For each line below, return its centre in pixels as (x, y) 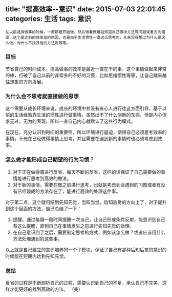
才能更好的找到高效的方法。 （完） (46, 289)
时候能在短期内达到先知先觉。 (37, 256)
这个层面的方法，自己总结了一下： (46, 208)
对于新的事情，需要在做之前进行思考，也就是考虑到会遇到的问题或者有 (87, 184)
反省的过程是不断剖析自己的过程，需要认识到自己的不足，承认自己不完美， (84, 283)
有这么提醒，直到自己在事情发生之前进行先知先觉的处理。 (73, 226)
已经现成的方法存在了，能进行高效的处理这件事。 (69, 191)
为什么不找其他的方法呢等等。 (44, 43)
